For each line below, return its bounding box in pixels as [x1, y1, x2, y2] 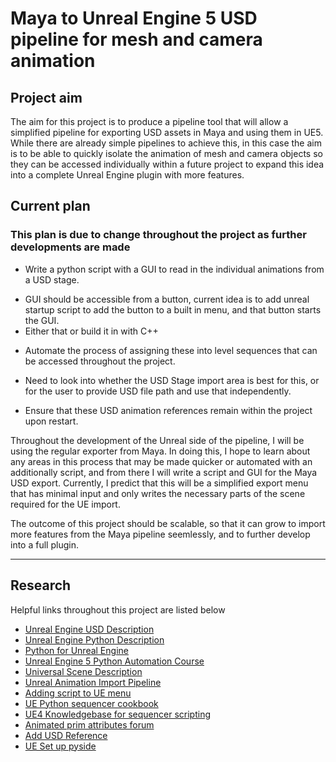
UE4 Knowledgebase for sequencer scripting [24, 708, 211, 720]
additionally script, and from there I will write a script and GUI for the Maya [10, 466, 318, 478]
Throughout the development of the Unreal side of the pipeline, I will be [10, 434, 305, 446]
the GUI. [24, 314, 60, 326]
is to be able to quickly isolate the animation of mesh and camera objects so [10, 148, 323, 159]
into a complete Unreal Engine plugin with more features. [10, 169, 245, 181]
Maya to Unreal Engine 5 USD [10, 7, 258, 30]
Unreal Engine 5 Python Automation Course [24, 655, 205, 667]
